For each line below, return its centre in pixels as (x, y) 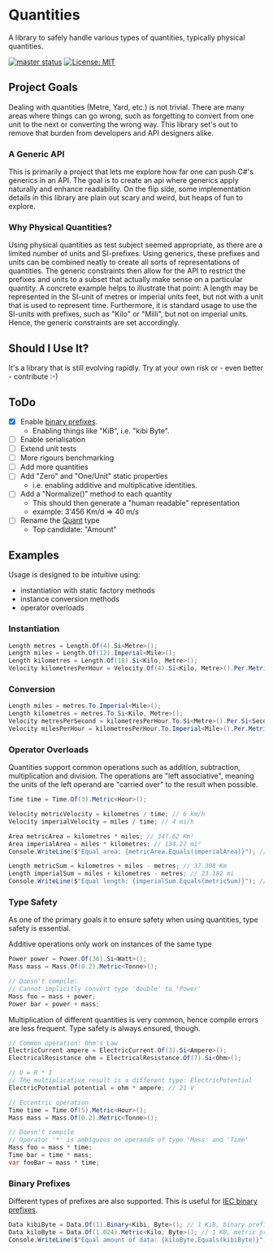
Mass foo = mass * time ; (50, 1148)
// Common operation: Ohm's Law (63, 1043)
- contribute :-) (33, 376)
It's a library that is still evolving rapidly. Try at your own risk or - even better (136, 368)
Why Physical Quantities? (60, 227)
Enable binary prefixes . (59, 421)
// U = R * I (30, 1073)
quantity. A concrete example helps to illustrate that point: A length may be (133, 288)
